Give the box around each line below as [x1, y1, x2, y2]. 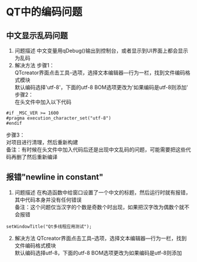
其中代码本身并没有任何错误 [14, 196, 82, 203]
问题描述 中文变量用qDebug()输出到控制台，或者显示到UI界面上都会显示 [14, 47, 189, 54]
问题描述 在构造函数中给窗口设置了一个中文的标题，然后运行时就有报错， [14, 189, 191, 196]
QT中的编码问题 [6, 5, 83, 19]
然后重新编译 [26, 154, 57, 160]
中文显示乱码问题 [6, 30, 68, 40]
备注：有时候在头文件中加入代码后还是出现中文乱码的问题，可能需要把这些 [6, 146, 186, 153]
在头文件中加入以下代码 [14, 98, 72, 106]
